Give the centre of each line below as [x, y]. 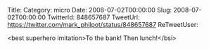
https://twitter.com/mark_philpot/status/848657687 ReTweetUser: [103, 24]
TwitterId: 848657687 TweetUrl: [93, 17]
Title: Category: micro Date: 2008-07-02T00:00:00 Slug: [90, 10]
